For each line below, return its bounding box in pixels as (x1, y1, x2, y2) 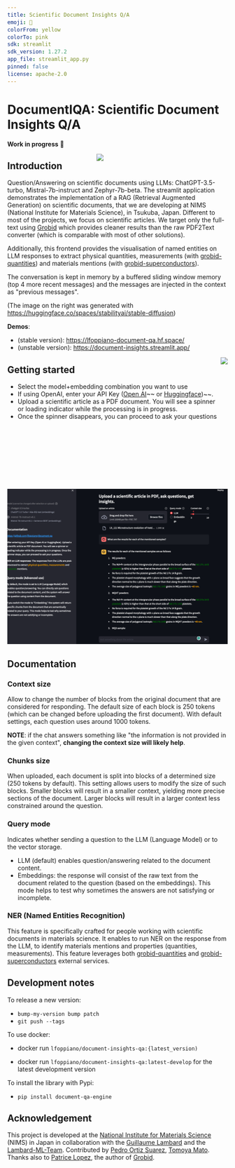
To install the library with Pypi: (7, 1078, 94, 1087)
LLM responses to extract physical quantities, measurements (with (7, 252, 199, 260)
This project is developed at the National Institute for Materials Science (7, 1131, 212, 1139)
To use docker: (7, 1030, 50, 1038)
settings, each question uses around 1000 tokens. (7, 717, 151, 725)
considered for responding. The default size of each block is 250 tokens (7, 702, 215, 711)
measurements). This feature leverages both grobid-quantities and (7, 949, 199, 958)
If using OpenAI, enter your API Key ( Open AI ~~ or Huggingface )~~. (17, 390, 214, 398)
